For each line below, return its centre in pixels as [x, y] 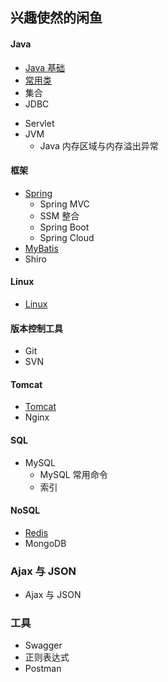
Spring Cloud [67, 237]
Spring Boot [64, 227]
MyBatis [41, 248]
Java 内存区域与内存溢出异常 [99, 145]
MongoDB [45, 543]
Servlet [39, 123]
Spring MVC [64, 204]
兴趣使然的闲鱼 [56, 18]
